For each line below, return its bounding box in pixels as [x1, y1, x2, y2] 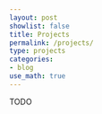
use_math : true [9, 72, 66, 81]
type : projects [9, 47, 66, 56]
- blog [9, 64, 34, 73]
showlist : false [9, 22, 70, 31]
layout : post [9, 13, 58, 22]
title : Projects [9, 30, 70, 39]
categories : [9, 55, 54, 64]
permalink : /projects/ [9, 38, 94, 48]
